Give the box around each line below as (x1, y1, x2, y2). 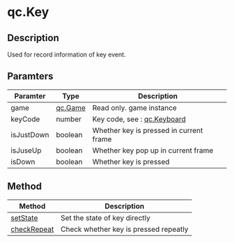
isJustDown (10, 130, 49, 139)
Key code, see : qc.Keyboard (92, 114, 186, 124)
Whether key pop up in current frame (92, 146, 214, 155)
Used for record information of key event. (7, 50, 127, 58)
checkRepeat (10, 224, 54, 234)
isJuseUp (10, 146, 42, 155)
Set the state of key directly (60, 213, 151, 223)
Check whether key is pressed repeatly (60, 224, 189, 234)
